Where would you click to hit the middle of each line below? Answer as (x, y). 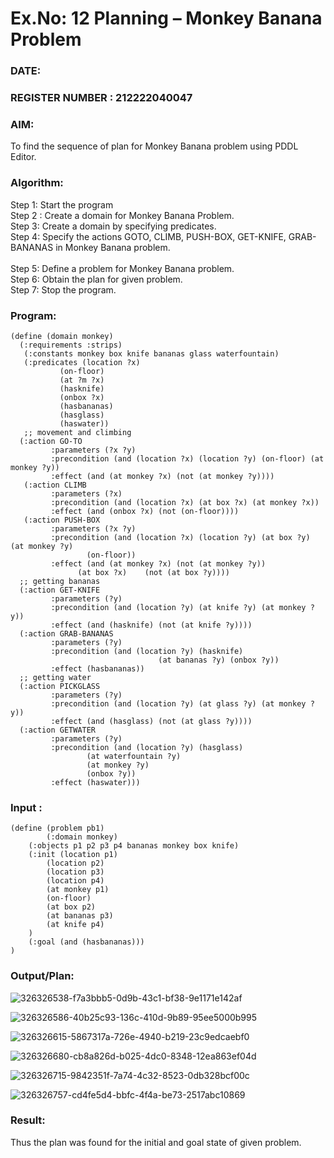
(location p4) (75, 881)
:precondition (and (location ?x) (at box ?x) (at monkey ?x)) (185, 502)
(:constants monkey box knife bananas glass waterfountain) (151, 353)
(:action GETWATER (58, 730)
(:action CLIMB (55, 485)
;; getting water (55, 677)
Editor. (23, 157)
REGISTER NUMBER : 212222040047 (101, 98)
